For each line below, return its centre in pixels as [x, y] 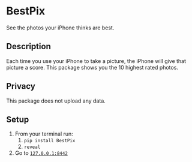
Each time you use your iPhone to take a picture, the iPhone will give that [96, 61]
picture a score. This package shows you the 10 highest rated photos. [92, 67]
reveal [32, 147]
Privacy [21, 86]
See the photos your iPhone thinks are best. [60, 28]
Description [28, 46]
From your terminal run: [44, 134]
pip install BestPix [49, 141]
